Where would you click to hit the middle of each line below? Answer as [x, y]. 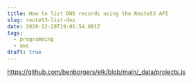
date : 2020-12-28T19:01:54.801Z [54, 26]
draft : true [24, 53]
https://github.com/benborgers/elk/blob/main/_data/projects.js [96, 72]
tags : [15, 33]
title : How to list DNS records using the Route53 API [88, 13]
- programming [34, 39]
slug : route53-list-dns [42, 20]
